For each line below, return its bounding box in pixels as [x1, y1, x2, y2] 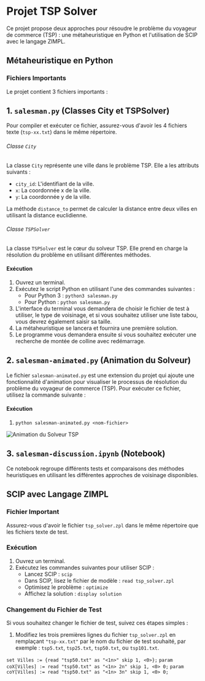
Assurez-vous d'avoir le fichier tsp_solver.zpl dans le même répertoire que [6, 521, 198, 529]
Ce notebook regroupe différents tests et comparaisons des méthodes [6, 465, 184, 472]
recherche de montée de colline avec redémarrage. [15, 338, 145, 345]
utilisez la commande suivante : [6, 391, 86, 399]
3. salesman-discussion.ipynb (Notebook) [6, 448, 166, 459]
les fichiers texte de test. [6, 528, 69, 535]
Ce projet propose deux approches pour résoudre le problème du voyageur [6, 25, 197, 32]
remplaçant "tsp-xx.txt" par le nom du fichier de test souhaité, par [15, 637, 186, 645]
